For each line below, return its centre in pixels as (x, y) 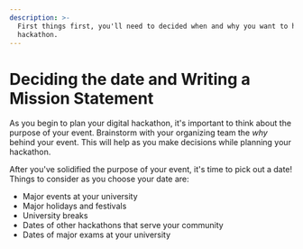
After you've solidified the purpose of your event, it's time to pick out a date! (151, 170)
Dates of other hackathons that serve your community (123, 226)
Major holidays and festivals (74, 206)
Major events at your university (80, 197)
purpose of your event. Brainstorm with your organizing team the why (138, 133)
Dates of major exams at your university (96, 235)
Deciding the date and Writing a (130, 79)
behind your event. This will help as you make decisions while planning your (150, 143)
